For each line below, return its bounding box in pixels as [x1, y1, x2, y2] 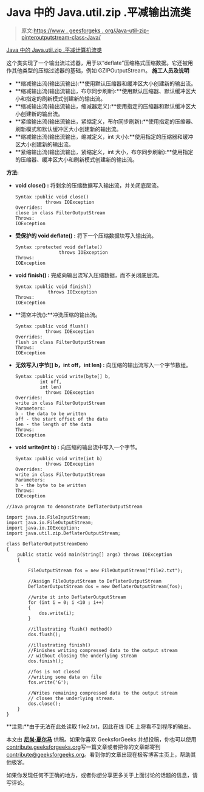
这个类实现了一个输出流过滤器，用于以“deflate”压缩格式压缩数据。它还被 [6, 59, 188, 66]
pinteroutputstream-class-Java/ [21, 33, 101, 41]
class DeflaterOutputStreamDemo [6, 541, 88, 547]
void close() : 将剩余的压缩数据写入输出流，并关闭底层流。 [15, 181, 162, 189]
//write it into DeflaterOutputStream [28, 594, 126, 600]
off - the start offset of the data [15, 416, 108, 422]
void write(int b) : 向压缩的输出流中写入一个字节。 [15, 443, 141, 450]
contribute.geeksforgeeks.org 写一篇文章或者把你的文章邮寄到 [6, 743, 161, 751]
